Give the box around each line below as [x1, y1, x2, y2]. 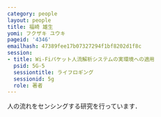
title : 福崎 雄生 [7, 23, 54, 30]
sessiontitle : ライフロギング [13, 69, 94, 76]
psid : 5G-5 [13, 62, 45, 69]
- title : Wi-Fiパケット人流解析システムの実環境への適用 [7, 56, 155, 63]
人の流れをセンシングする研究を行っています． [7, 102, 141, 111]
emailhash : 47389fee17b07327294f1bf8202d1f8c [7, 43, 141, 50]
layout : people [7, 17, 52, 24]
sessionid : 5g [13, 75, 54, 83]
